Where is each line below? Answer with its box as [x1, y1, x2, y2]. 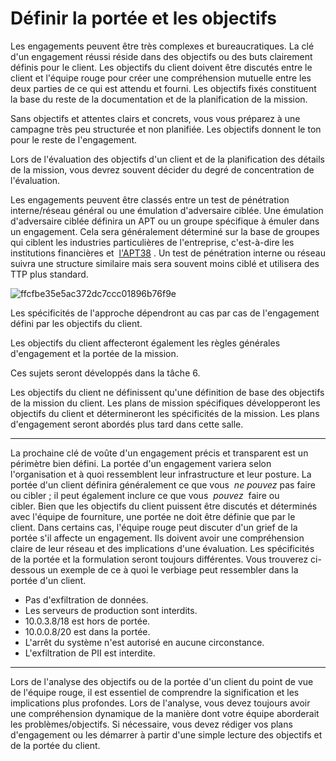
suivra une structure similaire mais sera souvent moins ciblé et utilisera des [10, 257, 320, 269]
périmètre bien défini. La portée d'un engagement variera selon [10, 457, 272, 469]
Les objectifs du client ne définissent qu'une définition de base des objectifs [10, 386, 325, 398]
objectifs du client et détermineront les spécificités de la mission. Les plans [10, 407, 320, 419]
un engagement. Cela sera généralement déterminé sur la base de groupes [10, 225, 320, 237]
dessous [10, 563, 46, 576]
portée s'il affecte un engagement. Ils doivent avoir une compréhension [10, 532, 305, 544]
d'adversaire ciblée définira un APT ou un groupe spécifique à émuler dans [10, 215, 320, 227]
